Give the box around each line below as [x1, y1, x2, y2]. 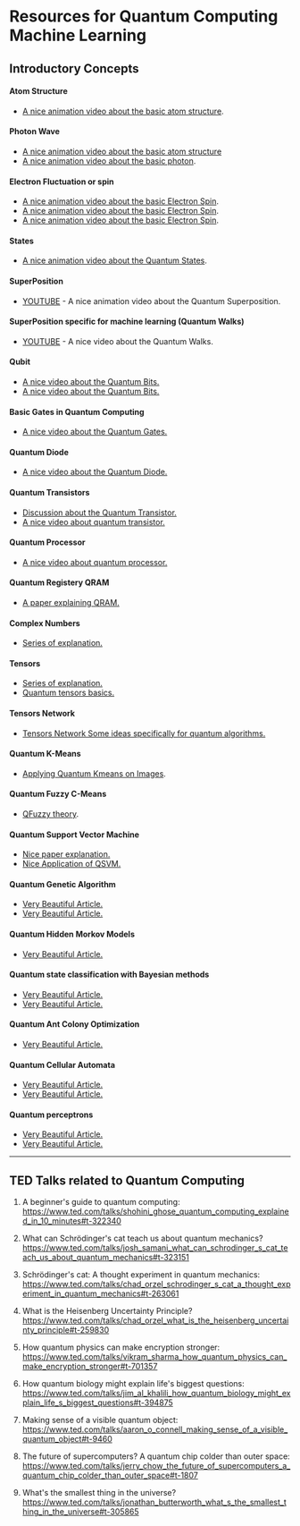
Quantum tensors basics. [21, 687, 115, 699]
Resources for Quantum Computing [9, 6, 279, 27]
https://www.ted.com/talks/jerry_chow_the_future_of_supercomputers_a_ [21, 1461, 291, 1471]
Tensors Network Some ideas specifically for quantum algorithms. [21, 727, 266, 739]
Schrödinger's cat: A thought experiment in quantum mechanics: [21, 1269, 261, 1280]
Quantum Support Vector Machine [9, 829, 140, 840]
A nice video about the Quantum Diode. [21, 467, 168, 478]
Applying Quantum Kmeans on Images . [21, 767, 167, 779]
